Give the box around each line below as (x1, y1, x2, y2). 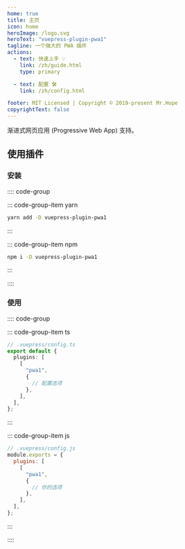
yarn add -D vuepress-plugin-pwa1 (7, 214, 107, 221)
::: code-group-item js (7, 432, 70, 440)
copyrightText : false (7, 106, 70, 113)
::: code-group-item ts (7, 328, 71, 336)
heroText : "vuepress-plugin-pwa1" (7, 36, 107, 43)
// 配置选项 (32, 380, 62, 387)
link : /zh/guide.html (19, 62, 82, 69)
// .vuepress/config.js (7, 445, 76, 452)
